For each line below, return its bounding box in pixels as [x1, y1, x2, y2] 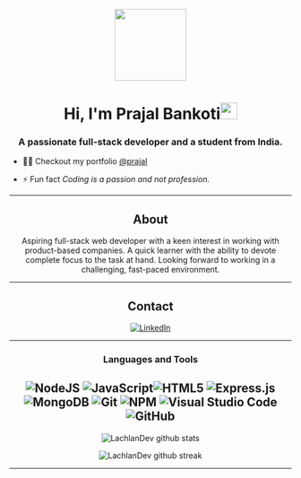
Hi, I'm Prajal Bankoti [64, 104, 221, 125]
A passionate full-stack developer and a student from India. [18, 135, 283, 148]
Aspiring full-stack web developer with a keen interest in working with [21, 236, 279, 247]
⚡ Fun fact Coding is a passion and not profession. [21, 174, 211, 185]
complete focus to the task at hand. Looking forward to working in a [25, 255, 276, 265]
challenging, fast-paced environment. [81, 265, 220, 275]
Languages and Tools [102, 353, 199, 366]
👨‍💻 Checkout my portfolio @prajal [21, 156, 148, 167]
